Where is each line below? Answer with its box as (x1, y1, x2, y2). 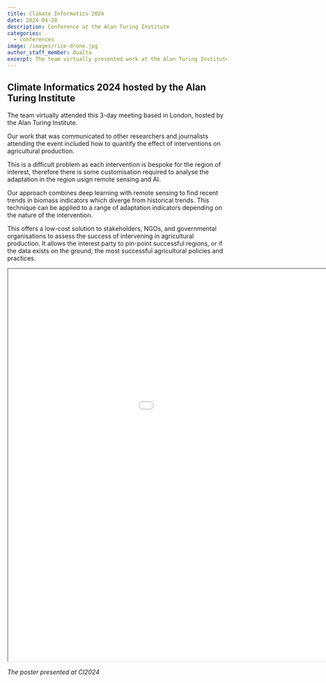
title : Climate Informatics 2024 (7, 10, 104, 17)
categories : (7, 29, 42, 37)
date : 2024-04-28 (7, 17, 58, 24)
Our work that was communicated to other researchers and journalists (7, 132, 209, 140)
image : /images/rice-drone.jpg (7, 43, 98, 50)
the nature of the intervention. (7, 211, 93, 219)
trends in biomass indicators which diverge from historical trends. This (7, 196, 210, 204)
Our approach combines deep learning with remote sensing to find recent (7, 188, 218, 197)
